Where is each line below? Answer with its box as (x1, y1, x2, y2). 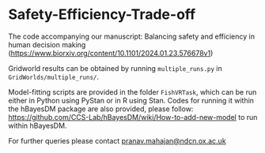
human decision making (8, 39, 86, 49)
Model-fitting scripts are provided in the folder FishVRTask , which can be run (8, 87, 257, 96)
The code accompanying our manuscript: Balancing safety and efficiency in (8, 32, 256, 41)
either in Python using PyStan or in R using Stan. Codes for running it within (8, 95, 255, 105)
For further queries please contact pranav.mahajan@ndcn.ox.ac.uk (8, 136, 227, 145)
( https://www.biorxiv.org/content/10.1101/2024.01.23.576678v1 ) (8, 48, 214, 58)
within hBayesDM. (8, 121, 67, 130)
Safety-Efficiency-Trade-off (8, 6, 196, 24)
